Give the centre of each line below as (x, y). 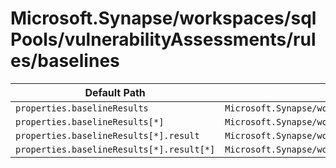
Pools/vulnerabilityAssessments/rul (163, 39)
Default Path (115, 92)
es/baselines (65, 61)
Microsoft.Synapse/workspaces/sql (163, 18)
